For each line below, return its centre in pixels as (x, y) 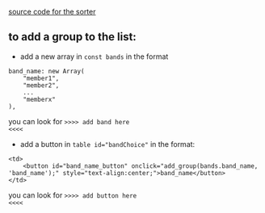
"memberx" (40, 99)
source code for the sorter (52, 12)
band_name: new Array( (46, 71)
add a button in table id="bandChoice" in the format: (107, 144)
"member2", (41, 85)
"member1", (41, 78)
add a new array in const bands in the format (94, 56)
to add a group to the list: (73, 37)
